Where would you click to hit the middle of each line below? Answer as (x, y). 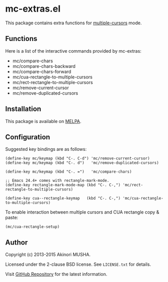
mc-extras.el (33, 9)
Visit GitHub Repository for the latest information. (56, 274)
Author (16, 242)
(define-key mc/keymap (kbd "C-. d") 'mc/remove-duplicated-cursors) (82, 163)
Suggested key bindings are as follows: (46, 149)
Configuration (28, 137)
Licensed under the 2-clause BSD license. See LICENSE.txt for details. (78, 264)
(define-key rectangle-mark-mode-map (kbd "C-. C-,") (63, 185)
